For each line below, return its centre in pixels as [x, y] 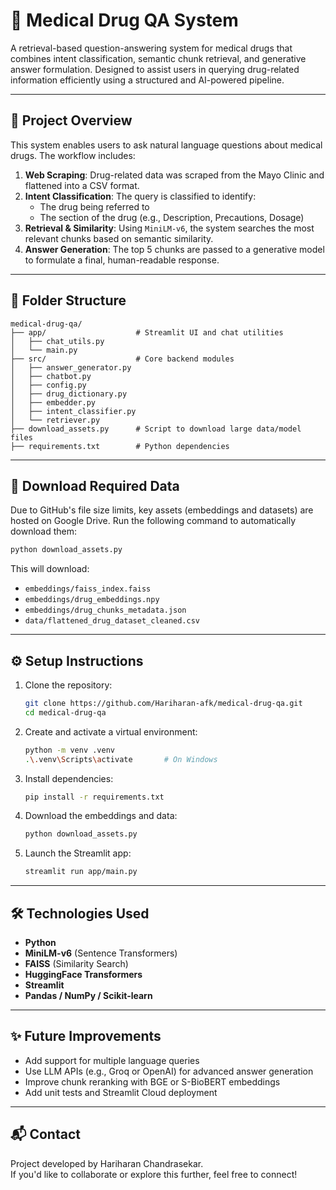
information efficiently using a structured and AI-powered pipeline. [147, 80]
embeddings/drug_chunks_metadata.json [105, 610]
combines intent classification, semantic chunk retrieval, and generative [158, 58]
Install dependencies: [69, 778]
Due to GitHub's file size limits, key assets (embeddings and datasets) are [162, 510]
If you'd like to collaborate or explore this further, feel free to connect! [154, 1174]
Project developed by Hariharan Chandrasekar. [107, 1163]
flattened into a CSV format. [82, 185]
